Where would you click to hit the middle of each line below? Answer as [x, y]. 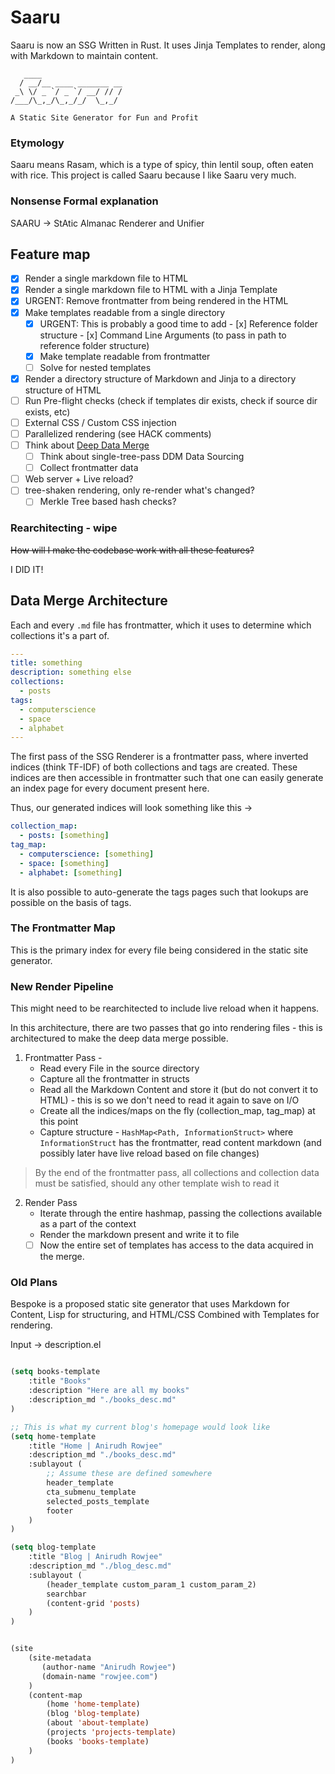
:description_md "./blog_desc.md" [100, 1566]
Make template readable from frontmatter [125, 356]
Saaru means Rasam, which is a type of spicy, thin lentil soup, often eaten [162, 165]
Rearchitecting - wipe [64, 528]
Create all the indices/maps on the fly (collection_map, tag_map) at [177, 1111]
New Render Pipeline [62, 986]
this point [59, 1122]
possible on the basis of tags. [71, 902]
